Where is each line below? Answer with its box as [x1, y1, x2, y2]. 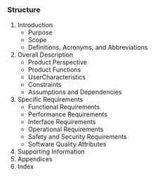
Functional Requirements [27, 103, 100, 111]
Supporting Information [17, 147, 86, 156]
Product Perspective [27, 58, 88, 67]
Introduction [17, 21, 53, 29]
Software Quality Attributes [27, 140, 107, 149]
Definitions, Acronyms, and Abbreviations [27, 43, 149, 52]
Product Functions [27, 65, 81, 74]
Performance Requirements [27, 110, 108, 119]
